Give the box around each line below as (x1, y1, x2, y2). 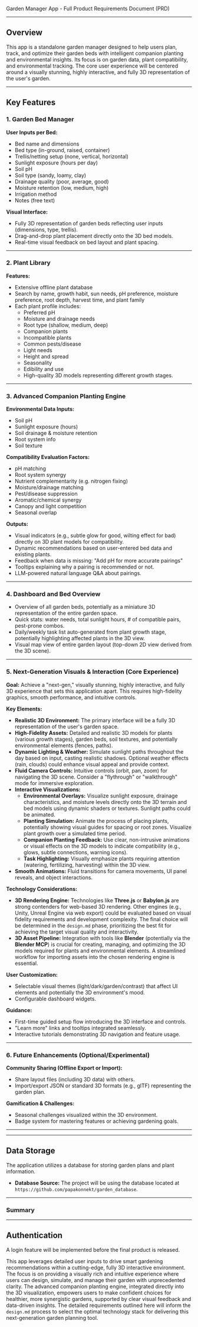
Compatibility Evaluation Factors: (6, 454, 90, 461)
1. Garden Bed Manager (6, 115, 74, 124)
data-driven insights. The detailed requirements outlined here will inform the (6, 1302, 191, 1309)
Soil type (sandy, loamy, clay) (14, 172, 87, 179)
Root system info (14, 436, 56, 443)
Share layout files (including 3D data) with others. (14, 1076, 135, 1083)
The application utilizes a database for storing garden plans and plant (6, 1161, 174, 1168)
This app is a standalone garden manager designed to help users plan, (6, 43, 177, 50)
